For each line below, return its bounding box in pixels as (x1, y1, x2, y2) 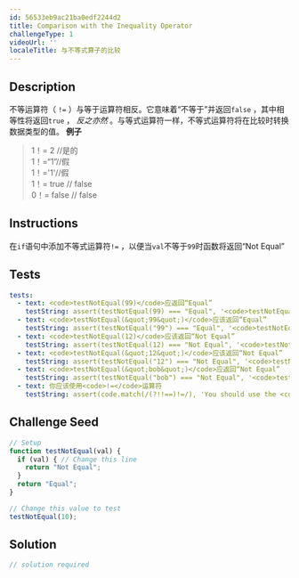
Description (9, 79, 76, 94)
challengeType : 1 (9, 29, 74, 38)
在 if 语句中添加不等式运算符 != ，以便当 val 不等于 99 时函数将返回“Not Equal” (9, 240, 285, 251)
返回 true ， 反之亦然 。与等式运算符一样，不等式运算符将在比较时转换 (32, 115, 289, 126)
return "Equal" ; (17, 480, 77, 489)
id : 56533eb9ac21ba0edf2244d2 (9, 12, 122, 22)
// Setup (9, 438, 42, 447)
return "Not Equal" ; (25, 463, 101, 472)
